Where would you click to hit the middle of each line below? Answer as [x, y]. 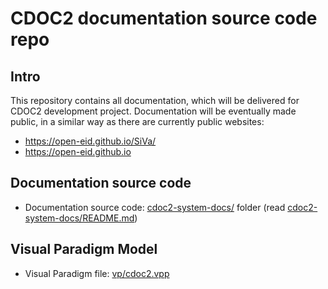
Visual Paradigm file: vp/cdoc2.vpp [97, 273]
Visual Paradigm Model [84, 249]
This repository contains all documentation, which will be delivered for [155, 100]
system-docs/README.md [79, 218]
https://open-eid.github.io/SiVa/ [90, 141]
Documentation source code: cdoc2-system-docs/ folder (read [155, 207]
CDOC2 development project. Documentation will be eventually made [153, 111]
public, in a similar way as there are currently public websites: [137, 121]
